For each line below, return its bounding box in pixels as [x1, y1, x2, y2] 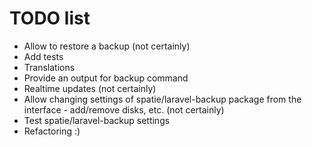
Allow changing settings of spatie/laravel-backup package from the [23, 93, 302, 105]
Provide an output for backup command [23, 72, 189, 84]
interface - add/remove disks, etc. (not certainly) [23, 103, 225, 116]
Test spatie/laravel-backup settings [23, 114, 171, 126]
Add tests [23, 50, 64, 62]
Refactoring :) [23, 125, 81, 137]
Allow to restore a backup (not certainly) [23, 40, 191, 52]
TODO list [9, 7, 91, 30]
